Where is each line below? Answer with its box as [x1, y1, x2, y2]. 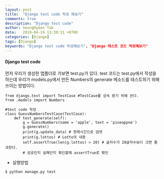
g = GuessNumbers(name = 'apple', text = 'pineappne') [23, 120, 137, 125]
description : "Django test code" [5, 21, 74, 26]
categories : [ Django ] [5, 35, 50, 40]
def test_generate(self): [14, 116, 67, 121]
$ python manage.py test [5, 169, 56, 174]
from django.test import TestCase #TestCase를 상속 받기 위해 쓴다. [5, 93, 139, 98]
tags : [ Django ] [5, 39, 36, 44]
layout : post [5, 7, 32, 12]
